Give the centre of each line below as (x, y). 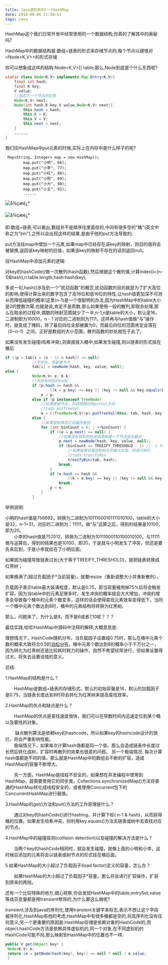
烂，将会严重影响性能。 (29, 739)
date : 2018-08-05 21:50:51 (33, 14)
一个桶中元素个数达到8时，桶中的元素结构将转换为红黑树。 (66, 606)
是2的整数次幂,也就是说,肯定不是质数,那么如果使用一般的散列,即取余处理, (80, 306)
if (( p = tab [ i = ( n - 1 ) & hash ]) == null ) (52, 357)
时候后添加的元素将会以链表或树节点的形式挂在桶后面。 (62, 854)
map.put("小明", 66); (45, 162)
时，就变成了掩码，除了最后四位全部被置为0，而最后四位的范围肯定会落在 (81, 325)
